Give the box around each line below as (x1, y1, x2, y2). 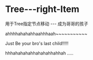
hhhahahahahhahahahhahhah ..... (5, 50, 74, 56)
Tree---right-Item (5, 3, 80, 15)
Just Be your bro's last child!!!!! (5, 40, 69, 46)
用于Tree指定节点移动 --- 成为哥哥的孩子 (5, 20, 89, 26)
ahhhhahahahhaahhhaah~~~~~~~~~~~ (5, 30, 88, 36)
